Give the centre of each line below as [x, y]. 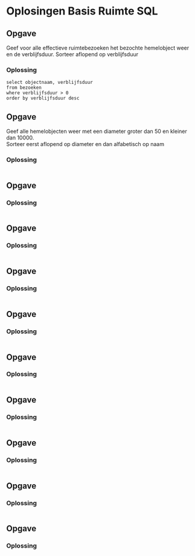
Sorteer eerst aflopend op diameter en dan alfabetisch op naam [85, 144]
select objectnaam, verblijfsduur [50, 83]
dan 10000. [20, 138]
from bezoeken [24, 88]
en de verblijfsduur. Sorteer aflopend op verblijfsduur [72, 54]
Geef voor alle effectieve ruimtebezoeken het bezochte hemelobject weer [97, 48]
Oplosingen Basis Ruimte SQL [82, 11]
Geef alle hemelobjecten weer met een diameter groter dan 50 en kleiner [97, 132]
